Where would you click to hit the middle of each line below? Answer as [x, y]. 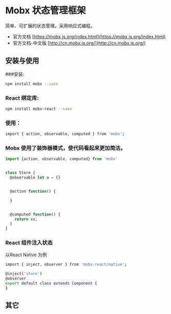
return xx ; [26, 219]
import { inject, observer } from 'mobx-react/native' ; [66, 265]
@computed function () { [35, 214]
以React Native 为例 [26, 255]
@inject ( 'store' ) [24, 274]
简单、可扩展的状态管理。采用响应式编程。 [50, 26]
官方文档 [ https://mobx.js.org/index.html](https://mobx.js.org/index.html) [89, 36]
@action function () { [33, 191]
